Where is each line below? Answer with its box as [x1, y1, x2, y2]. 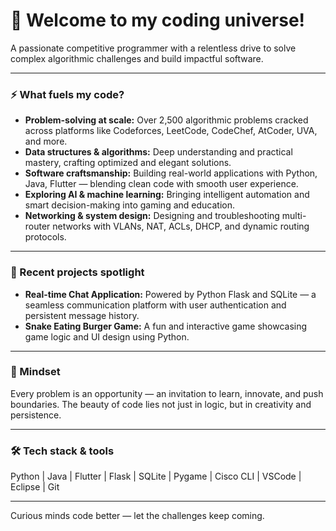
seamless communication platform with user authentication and [24, 299, 287, 311]
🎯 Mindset [10, 365, 61, 379]
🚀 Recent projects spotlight [10, 265, 145, 279]
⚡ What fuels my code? [10, 87, 125, 101]
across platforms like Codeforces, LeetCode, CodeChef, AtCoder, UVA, [24, 125, 318, 137]
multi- [281, 210, 307, 222]
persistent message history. [24, 309, 140, 321]
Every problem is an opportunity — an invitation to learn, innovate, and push [10, 387, 324, 399]
